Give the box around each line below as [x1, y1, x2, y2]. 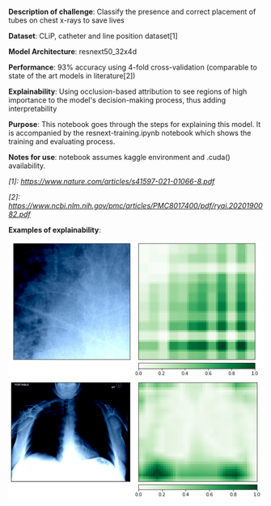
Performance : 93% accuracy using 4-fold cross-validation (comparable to [8, 62, 257, 72]
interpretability [8, 104, 57, 113]
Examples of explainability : [8, 226, 101, 234]
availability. [8, 161, 46, 171]
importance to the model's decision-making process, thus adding [8, 95, 227, 104]
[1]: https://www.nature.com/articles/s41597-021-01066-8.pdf [8, 177, 215, 186]
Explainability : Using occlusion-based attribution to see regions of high [8, 86, 248, 96]
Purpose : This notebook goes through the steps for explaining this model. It [8, 120, 261, 129]
